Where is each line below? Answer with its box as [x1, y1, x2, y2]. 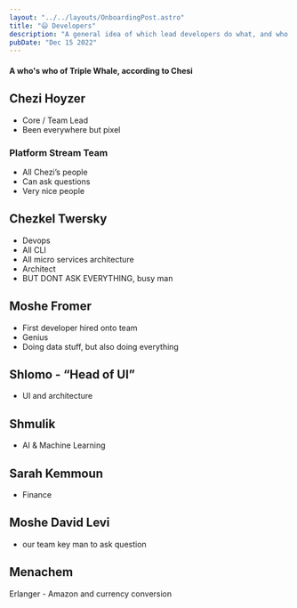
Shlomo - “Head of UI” [9, 367, 135, 382]
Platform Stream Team [9, 146, 108, 158]
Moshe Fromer [9, 299, 92, 314]
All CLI [21, 244, 47, 255]
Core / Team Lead [21, 115, 89, 126]
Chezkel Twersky [9, 211, 108, 227]
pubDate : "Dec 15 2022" [9, 37, 98, 47]
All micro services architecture [21, 254, 135, 264]
